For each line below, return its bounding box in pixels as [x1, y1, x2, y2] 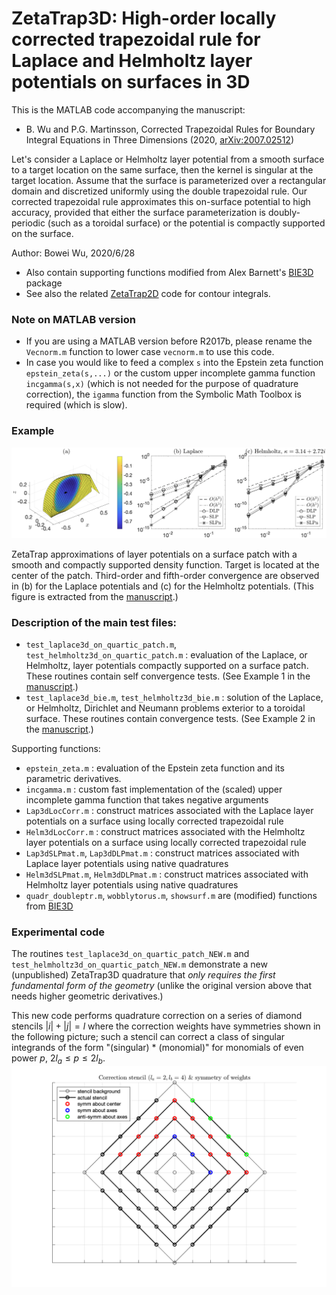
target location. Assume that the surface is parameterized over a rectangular [11, 174, 327, 186]
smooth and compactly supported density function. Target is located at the [11, 558, 320, 571]
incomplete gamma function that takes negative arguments [25, 794, 269, 806]
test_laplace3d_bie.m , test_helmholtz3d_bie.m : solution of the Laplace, [25, 692, 324, 704]
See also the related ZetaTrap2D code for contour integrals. [25, 287, 271, 299]
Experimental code [11, 925, 106, 939]
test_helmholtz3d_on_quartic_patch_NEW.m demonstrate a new [11, 958, 268, 971]
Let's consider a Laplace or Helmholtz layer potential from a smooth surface [11, 153, 325, 165]
